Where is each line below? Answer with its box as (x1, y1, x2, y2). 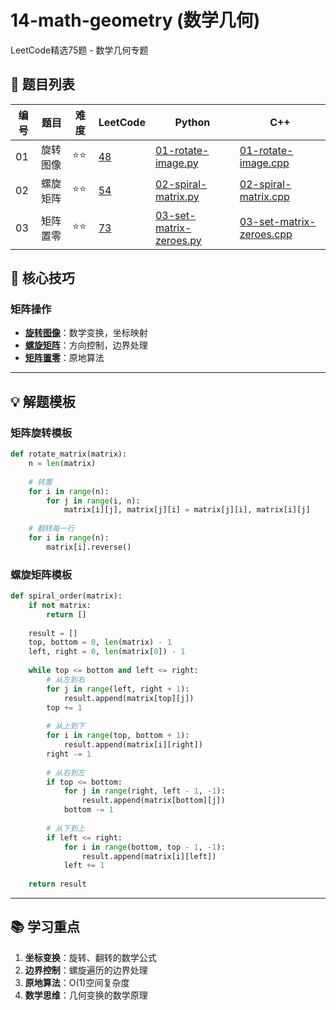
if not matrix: (28, 600, 92, 610)
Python (174, 115, 211, 129)
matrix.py (154, 189, 200, 203)
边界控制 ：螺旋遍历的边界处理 (24, 964, 148, 976)
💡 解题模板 (10, 393, 76, 410)
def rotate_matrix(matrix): (10, 449, 128, 460)
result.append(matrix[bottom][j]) (81, 796, 226, 806)
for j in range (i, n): (46, 496, 141, 506)
